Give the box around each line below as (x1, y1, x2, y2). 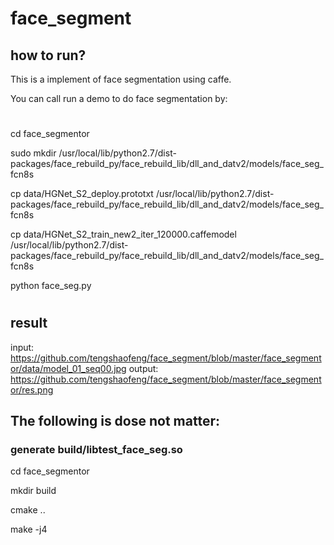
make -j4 (10, 523, 48, 536)
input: (10, 341, 35, 353)
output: (128, 362, 159, 374)
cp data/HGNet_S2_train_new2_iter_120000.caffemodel (10, 228, 237, 241)
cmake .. (10, 504, 46, 516)
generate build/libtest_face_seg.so (10, 443, 183, 457)
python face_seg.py (10, 280, 92, 292)
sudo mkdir (10, 147, 57, 159)
